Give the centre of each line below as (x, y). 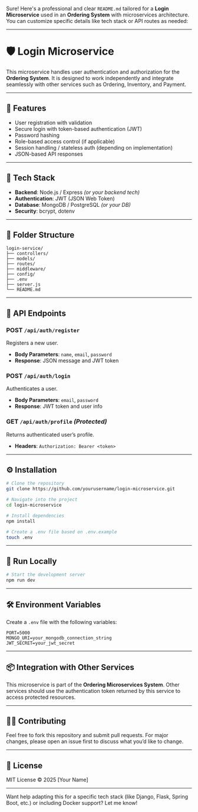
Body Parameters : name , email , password (63, 354)
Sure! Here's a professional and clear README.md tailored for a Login (88, 9)
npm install (21, 521)
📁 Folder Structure (40, 235)
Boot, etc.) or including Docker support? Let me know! (72, 803)
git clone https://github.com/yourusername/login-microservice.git (91, 489)
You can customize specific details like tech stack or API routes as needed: (97, 21)
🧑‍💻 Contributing (36, 721)
